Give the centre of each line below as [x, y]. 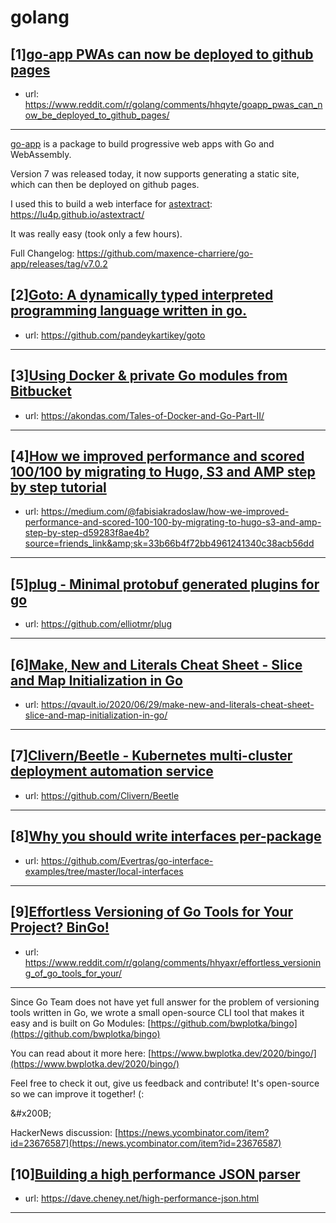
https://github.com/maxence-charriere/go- [165, 253]
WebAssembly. [41, 154]
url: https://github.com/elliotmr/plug [98, 624]
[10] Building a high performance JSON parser [155, 1174]
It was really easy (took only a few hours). [96, 234]
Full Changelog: [42, 253]
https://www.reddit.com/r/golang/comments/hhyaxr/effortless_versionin [173, 962]
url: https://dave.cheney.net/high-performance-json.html [142, 1198]
